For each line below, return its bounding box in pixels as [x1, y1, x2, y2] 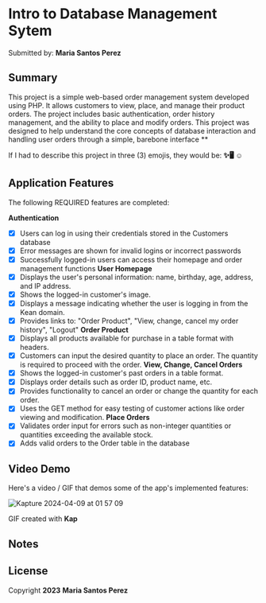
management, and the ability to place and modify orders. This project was [8, 117, 250, 127]
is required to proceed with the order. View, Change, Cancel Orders [19, 360, 243, 370]
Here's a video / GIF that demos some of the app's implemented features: [8, 483, 249, 493]
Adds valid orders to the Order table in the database [19, 438, 191, 448]
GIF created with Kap [8, 514, 78, 523]
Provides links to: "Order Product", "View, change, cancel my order [19, 316, 239, 325]
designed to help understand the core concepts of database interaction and [8, 126, 256, 135]
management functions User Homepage [19, 263, 152, 273]
